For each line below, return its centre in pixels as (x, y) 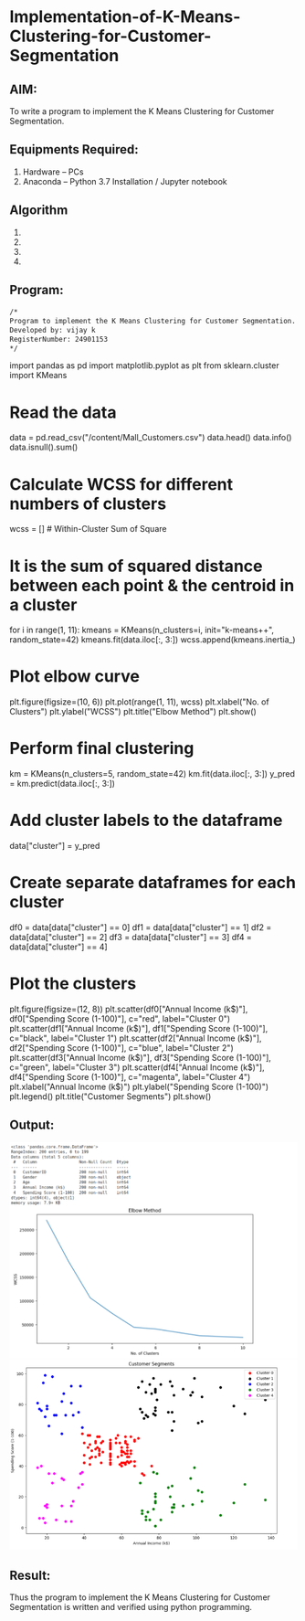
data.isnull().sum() (44, 447)
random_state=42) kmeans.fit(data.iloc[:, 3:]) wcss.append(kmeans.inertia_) (152, 640)
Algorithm (39, 211)
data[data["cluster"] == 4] (58, 947)
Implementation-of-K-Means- (125, 17)
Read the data (63, 412)
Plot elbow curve (74, 677)
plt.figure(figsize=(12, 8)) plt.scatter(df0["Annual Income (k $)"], (129, 1009)
